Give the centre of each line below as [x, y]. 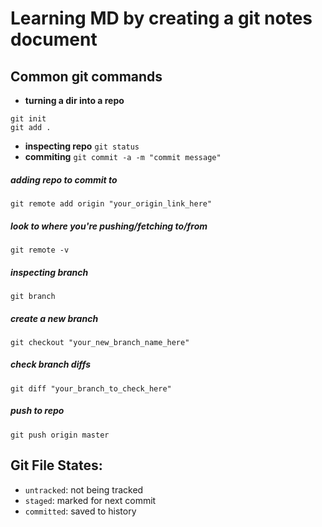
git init [28, 119]
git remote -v [40, 250]
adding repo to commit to [64, 179]
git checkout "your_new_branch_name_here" [100, 342]
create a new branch [54, 318]
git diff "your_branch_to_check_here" [91, 388]
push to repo [37, 411]
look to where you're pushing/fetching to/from [109, 226]
